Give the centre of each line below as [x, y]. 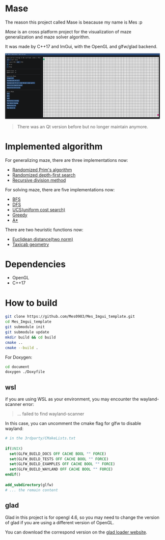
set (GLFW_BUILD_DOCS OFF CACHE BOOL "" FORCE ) [58, 454]
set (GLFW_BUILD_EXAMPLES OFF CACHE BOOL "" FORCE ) [62, 464]
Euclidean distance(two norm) [43, 239]
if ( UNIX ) [14, 449]
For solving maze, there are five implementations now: [60, 189]
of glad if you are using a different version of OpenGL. [60, 522]
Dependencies [35, 264]
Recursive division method [39, 180]
